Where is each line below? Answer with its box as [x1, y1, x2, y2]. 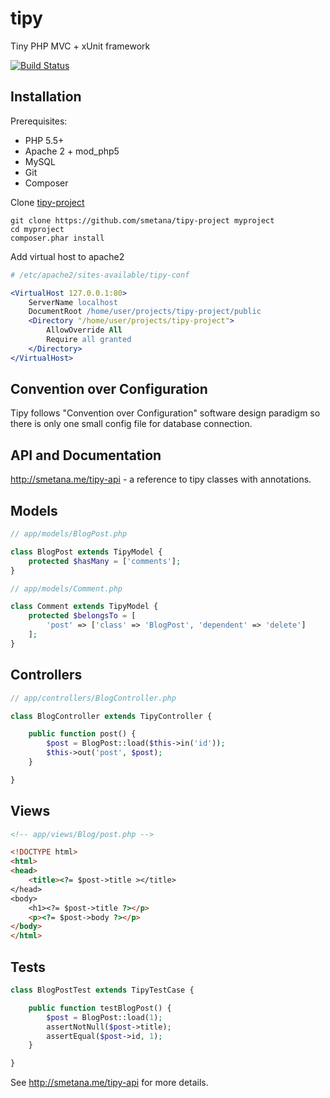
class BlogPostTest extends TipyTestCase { [10, 985, 195, 995]
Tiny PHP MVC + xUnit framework [10, 40, 151, 52]
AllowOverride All [46, 325, 123, 336]
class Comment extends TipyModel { [10, 602, 159, 612]
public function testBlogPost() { [28, 1003, 172, 1013]
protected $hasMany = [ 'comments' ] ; [28, 556, 182, 566]
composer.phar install [10, 233, 105, 243]
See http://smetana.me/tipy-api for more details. [10, 1077, 209, 1089]
